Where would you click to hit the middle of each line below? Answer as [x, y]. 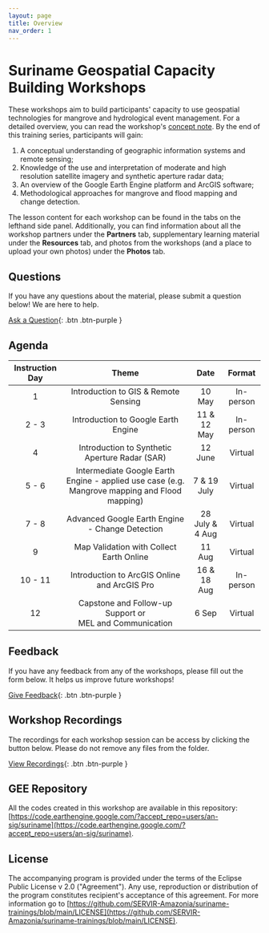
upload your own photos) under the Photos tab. [87, 252]
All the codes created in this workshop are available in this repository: [123, 808]
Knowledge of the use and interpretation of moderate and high [123, 168]
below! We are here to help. [54, 305]
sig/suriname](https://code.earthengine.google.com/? [97, 825]
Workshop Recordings [65, 720]
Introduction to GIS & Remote [125, 391]
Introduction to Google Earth [125, 420]
